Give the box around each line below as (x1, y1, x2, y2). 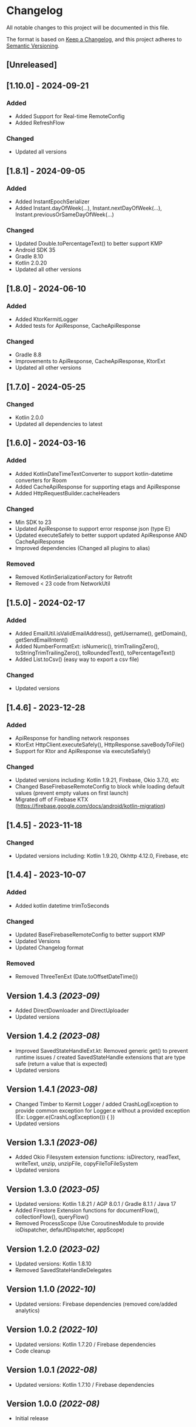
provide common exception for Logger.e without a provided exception (15, 1107, 190, 1114)
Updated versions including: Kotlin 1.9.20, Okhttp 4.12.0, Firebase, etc (15, 852, 189, 859)
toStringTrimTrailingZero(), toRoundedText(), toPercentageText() (15, 649, 175, 656)
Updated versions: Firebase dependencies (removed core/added (15, 1300, 178, 1308)
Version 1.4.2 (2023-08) (6, 1031, 100, 1041)
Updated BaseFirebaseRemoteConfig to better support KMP (15, 930, 166, 938)
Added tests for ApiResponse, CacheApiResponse (15, 322, 141, 329)
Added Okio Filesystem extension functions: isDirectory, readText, (15, 1153, 181, 1161)
